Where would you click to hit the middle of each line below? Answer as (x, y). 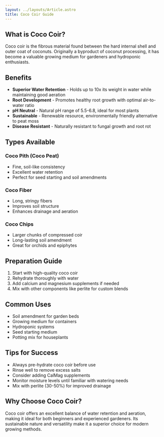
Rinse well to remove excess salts (46, 370)
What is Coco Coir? (35, 34)
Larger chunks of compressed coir (47, 235)
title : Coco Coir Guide (30, 14)
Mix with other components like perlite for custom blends (70, 289)
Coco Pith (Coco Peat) (32, 156)
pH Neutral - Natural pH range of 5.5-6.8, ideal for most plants (76, 111)
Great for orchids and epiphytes (45, 245)
